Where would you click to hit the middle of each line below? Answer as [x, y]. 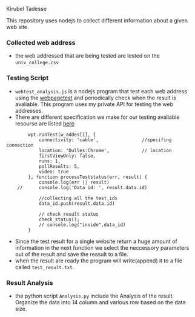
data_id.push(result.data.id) [77, 203]
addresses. [29, 110]
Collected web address [41, 42]
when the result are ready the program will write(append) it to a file [99, 261]
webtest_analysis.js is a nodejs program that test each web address [101, 91]
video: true [54, 172]
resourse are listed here [45, 123]
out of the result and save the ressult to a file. [71, 254]
